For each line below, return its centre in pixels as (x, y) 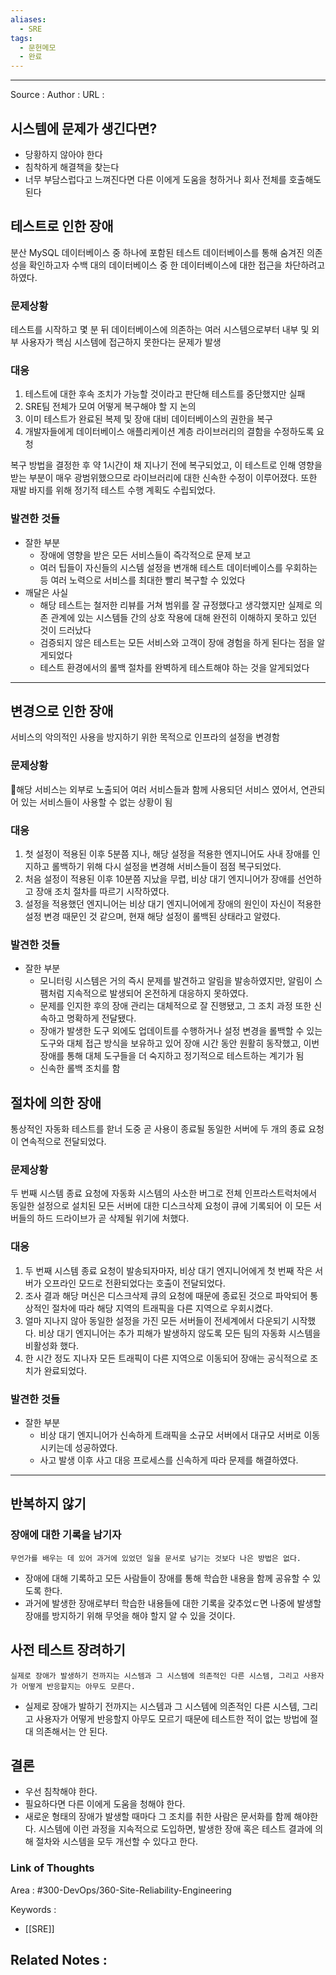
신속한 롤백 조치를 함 (80, 1068)
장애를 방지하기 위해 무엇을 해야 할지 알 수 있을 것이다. (130, 1615)
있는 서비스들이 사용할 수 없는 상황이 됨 (96, 802)
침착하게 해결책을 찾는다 (72, 167)
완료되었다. (65, 1370)
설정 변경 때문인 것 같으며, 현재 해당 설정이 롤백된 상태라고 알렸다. (152, 917)
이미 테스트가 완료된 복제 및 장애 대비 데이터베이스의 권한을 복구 (148, 419)
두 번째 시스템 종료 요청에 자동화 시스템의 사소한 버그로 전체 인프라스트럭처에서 (164, 1193)
